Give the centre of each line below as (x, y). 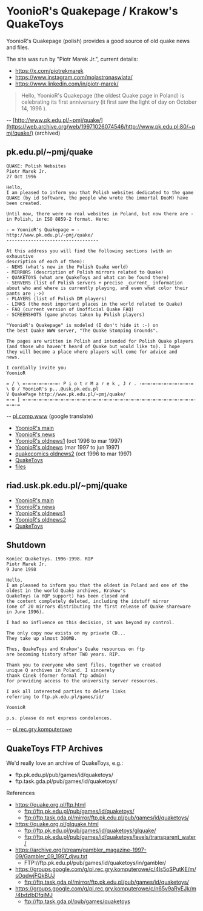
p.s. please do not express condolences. (59, 718)
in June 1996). (25, 612)
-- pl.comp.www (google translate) (50, 416)
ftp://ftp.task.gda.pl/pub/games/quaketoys (77, 901)
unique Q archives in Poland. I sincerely (61, 671)
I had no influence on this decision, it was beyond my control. (90, 623)
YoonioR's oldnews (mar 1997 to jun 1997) (67, 447)
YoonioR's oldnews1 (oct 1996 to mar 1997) (69, 440)
